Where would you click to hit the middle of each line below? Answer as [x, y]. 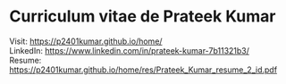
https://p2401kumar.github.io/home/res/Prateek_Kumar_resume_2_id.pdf [143, 70]
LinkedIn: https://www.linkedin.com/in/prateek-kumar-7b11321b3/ [130, 50]
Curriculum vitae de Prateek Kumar [143, 17]
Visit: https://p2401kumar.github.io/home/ [86, 41]
